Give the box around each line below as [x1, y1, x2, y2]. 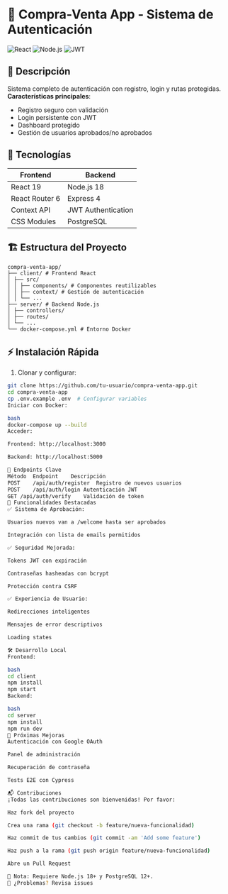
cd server [7, 712, 37, 719]
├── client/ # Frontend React [7, 270, 97, 277]
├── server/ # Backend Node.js [7, 301, 100, 308]
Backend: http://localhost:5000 [7, 453, 103, 460]
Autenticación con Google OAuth [7, 738, 103, 746]
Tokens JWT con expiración [7, 557, 87, 564]
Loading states [7, 634, 52, 641]
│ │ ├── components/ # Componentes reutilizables [7, 282, 157, 289]
